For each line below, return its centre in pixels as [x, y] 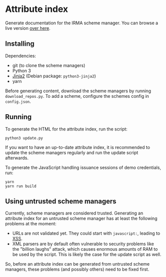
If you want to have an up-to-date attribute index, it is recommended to [78, 147]
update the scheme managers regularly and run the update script [72, 152]
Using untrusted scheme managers [61, 201]
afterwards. [17, 158]
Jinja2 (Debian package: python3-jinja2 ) [54, 76]
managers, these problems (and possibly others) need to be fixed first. [77, 270]
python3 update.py [24, 138]
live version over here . [28, 28]
